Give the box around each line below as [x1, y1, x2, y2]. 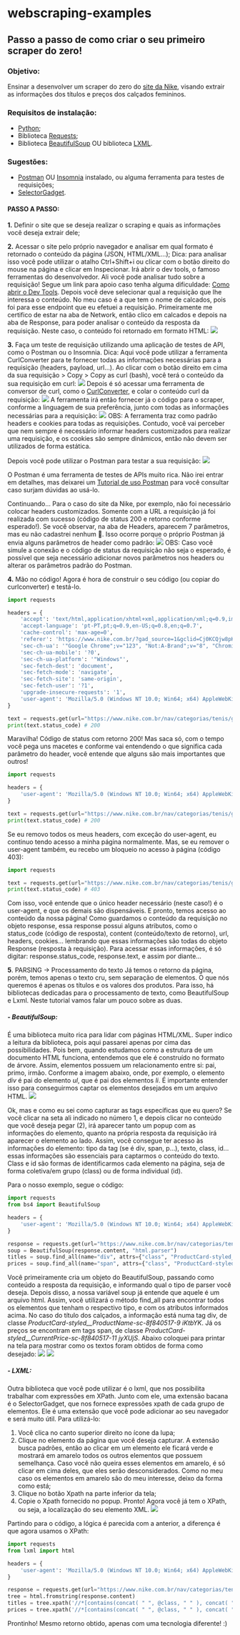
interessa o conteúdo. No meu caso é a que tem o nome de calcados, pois [7, 295, 226, 304]
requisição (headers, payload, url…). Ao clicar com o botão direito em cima [7, 363, 228, 372]
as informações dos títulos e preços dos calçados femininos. [7, 89, 186, 98]
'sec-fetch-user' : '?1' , [20, 682, 94, 690]
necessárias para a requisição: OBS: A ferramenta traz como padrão [7, 411, 218, 419]
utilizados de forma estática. [7, 442, 91, 450]
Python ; [17, 124, 41, 133]
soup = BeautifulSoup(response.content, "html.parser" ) [7, 1247, 177, 1254]
